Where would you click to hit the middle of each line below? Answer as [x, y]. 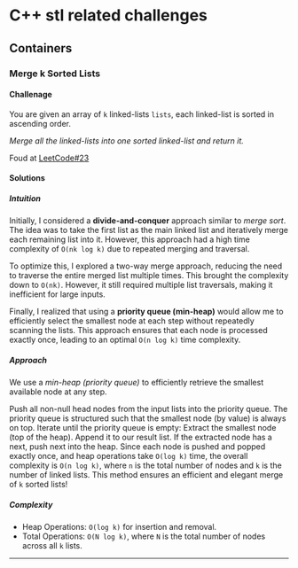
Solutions [27, 178]
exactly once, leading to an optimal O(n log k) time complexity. [125, 340]
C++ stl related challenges [109, 16]
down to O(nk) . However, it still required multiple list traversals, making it [141, 285]
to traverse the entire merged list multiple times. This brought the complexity [149, 276]
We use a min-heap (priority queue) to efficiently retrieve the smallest [137, 383]
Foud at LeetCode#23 [49, 158]
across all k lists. [52, 546]
